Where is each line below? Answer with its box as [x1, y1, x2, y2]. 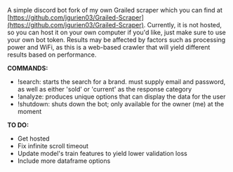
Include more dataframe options [17, 157, 111, 165]
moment [17, 108, 42, 115]
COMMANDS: [7, 64, 48, 72]
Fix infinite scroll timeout [17, 142, 89, 150]
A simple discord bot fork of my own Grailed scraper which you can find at [7, 6, 222, 14]
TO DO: [7, 121, 29, 129]
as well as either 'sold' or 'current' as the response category [17, 85, 192, 93]
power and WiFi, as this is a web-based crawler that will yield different [7, 43, 211, 51]
